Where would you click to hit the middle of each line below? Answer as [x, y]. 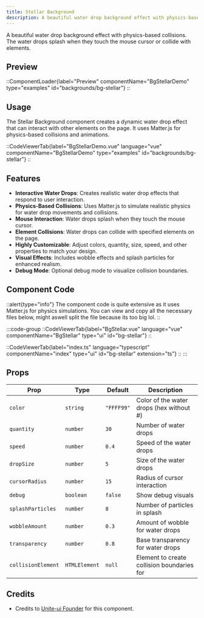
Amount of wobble [163, 522]
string [74, 407]
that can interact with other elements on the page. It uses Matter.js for [93, 128]
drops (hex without [163, 408]
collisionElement [34, 565]
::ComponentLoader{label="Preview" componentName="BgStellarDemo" [98, 81]
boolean [76, 495]
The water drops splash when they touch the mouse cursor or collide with [99, 41]
